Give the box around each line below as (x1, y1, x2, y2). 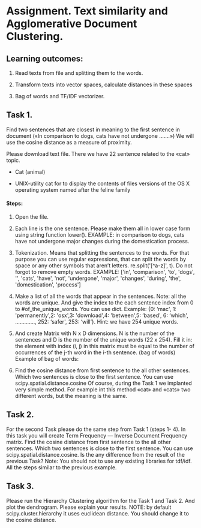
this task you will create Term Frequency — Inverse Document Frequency (6, 432, 188, 439)
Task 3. (6, 481, 34, 491)
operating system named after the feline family (14, 186, 131, 193)
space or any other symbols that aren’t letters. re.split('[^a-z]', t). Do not (14, 262, 193, 269)
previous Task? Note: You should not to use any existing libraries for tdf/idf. (6, 457, 192, 464)
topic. (6, 156, 20, 164)
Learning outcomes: (6, 53, 83, 64)
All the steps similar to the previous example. (6, 463, 117, 471)
